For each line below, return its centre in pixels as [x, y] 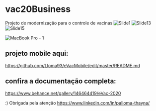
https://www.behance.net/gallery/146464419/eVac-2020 [63, 93]
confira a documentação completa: [61, 81]
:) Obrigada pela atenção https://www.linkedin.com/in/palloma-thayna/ [78, 103]
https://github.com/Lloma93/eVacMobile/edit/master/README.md [73, 65]
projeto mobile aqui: [37, 54]
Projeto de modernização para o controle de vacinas [59, 23]
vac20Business [38, 9]
